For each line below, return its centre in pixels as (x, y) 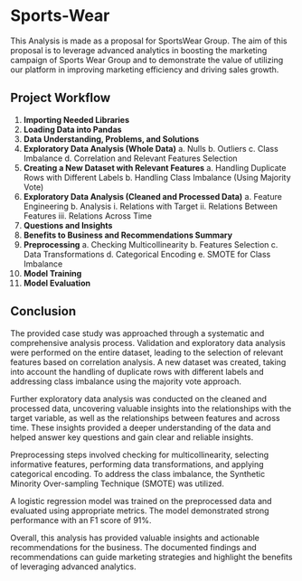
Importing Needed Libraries (76, 119)
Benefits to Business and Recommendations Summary (128, 235)
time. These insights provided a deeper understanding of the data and (141, 427)
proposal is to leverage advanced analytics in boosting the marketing (139, 50)
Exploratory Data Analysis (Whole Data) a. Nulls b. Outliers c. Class (151, 148)
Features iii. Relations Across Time (88, 216)
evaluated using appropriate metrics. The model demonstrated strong (140, 511)
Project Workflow (61, 98)
